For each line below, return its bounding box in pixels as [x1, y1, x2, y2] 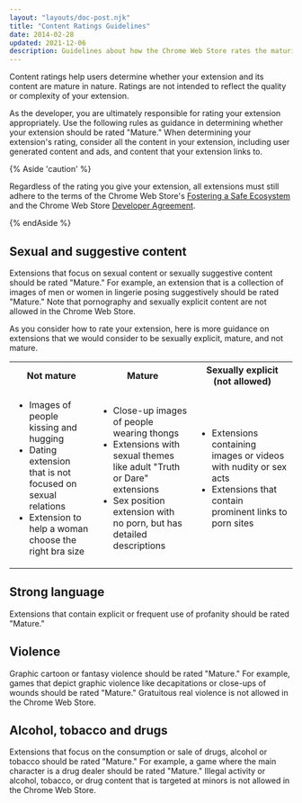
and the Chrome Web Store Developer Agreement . [9, 200, 196, 212]
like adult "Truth [112, 460, 181, 473]
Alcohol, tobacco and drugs [9, 722, 168, 738]
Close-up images [112, 404, 187, 417]
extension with [112, 505, 175, 518]
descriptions [112, 539, 166, 552]
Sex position [112, 494, 165, 507]
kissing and [29, 420, 78, 433]
